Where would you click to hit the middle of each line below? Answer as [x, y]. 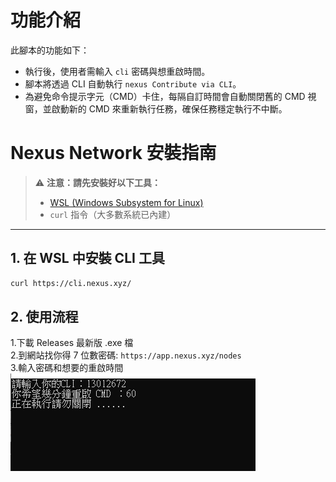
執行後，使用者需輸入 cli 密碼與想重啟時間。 [117, 71]
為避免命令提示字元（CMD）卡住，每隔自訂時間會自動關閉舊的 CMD [165, 96]
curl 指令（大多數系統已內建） [113, 214]
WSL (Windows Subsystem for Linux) [126, 202]
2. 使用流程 [44, 316]
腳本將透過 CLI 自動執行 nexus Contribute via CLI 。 [133, 83]
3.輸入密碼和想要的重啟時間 [67, 368]
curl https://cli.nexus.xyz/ [71, 283]
